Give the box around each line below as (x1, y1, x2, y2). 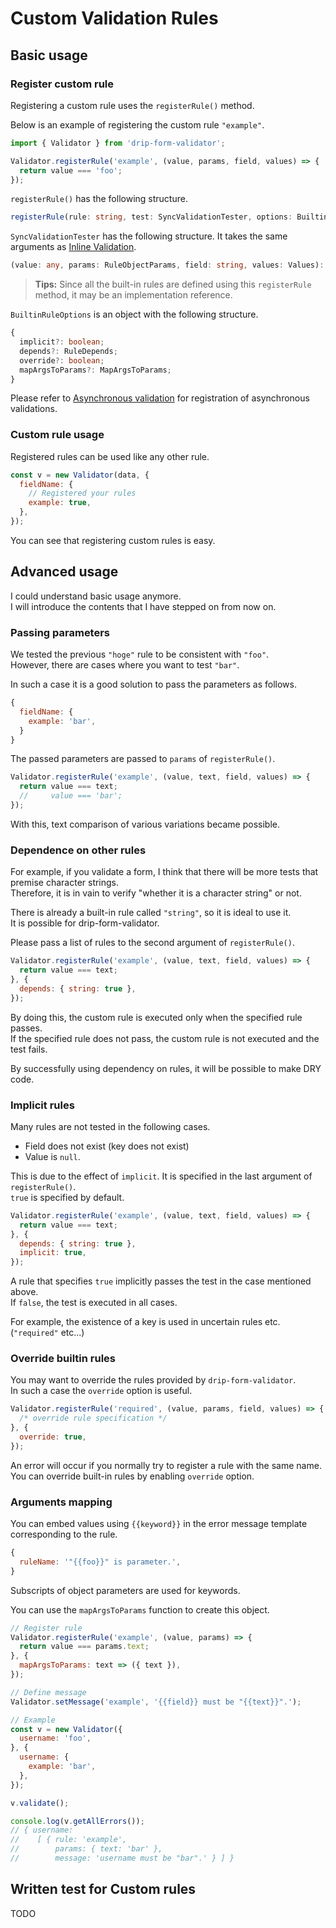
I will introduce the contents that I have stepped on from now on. (10, 600, 277, 612)
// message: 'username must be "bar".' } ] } (10, 1853, 235, 1864)
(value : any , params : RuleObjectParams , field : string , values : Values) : (10, 260, 325, 271)
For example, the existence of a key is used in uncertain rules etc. (10, 1316, 281, 1328)
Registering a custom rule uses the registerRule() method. (10, 99, 255, 111)
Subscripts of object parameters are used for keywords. (10, 1584, 241, 1596)
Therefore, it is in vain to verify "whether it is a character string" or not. (10, 887, 302, 899)
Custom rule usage (10, 428, 105, 442)
